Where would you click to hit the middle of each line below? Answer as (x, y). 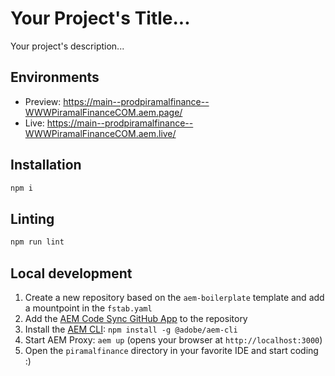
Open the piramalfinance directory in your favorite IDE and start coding (171, 350)
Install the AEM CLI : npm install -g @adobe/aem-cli (131, 329)
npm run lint (37, 242)
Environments (55, 77)
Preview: (43, 101)
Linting (32, 218)
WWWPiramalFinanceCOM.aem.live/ (100, 133)
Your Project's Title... (100, 18)
